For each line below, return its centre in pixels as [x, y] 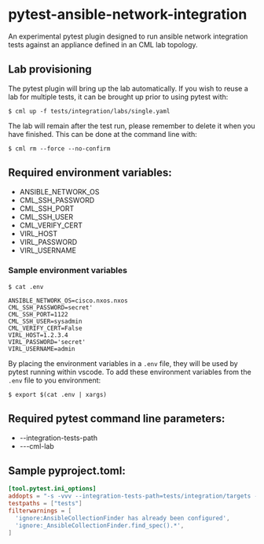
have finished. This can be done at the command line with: [103, 134]
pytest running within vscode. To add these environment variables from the [130, 372]
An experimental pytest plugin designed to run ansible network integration [128, 36]
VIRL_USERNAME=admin [42, 349]
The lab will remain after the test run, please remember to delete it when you [132, 126]
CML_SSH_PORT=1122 [38, 314]
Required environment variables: [90, 173]
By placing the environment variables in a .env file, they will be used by [123, 363]
